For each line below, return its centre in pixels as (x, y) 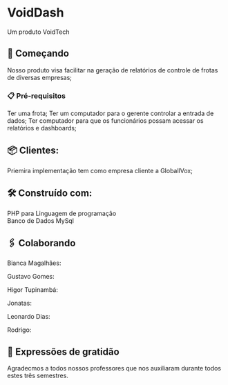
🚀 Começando (38, 53)
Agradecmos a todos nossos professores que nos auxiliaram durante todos (114, 368)
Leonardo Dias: (29, 317)
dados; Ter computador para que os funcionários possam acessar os (105, 121)
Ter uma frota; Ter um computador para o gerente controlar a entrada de (111, 113)
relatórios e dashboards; (42, 128)
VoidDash (36, 13)
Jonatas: (20, 303)
